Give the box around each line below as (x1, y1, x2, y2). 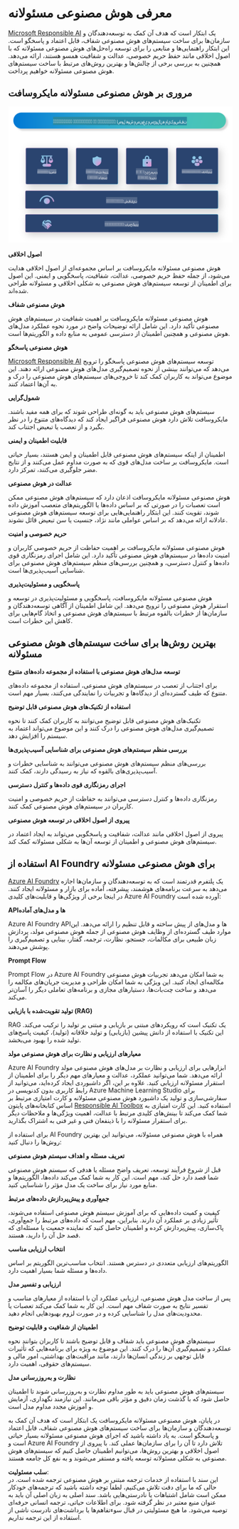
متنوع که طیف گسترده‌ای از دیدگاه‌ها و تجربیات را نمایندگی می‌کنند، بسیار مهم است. (8, 689, 228, 697)
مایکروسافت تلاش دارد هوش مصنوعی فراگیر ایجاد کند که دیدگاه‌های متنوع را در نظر (8, 415, 228, 423)
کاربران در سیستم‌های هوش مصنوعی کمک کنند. (8, 801, 134, 811)
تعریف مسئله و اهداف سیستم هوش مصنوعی (8, 1151, 125, 1160)
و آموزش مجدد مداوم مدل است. (8, 1402, 94, 1411)
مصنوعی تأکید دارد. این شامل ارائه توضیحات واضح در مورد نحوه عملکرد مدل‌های (8, 321, 220, 330)
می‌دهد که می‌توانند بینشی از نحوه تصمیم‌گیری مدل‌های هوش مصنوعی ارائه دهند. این (8, 364, 230, 372)
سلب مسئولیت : (8, 1468, 49, 1476)
